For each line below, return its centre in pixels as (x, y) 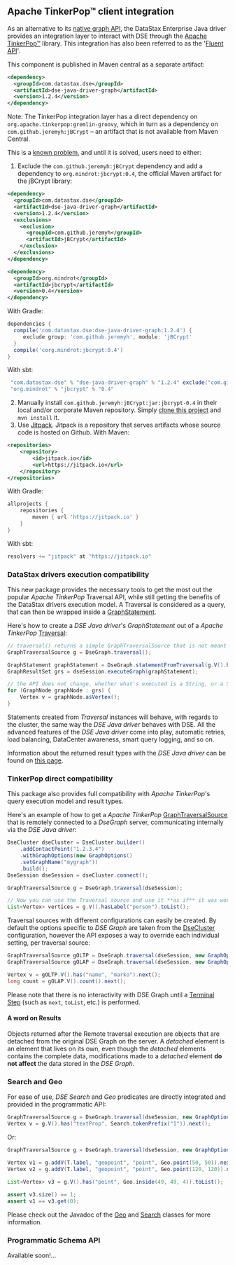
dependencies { (29, 324)
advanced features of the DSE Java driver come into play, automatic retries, (116, 732)
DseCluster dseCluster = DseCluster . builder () (76, 843)
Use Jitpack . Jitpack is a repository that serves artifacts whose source (119, 425)
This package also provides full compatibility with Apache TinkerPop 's (109, 794)
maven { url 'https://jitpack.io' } (86, 517)
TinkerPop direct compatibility (60, 779)
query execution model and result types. (65, 801)
